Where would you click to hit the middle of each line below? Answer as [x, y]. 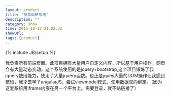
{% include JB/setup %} [30, 52]
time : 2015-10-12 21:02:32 [34, 29]
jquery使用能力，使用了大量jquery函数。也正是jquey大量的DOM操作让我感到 [85, 75]
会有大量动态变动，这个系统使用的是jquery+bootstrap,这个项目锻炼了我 [79, 69]
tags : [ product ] [22, 38]
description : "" [22, 19]
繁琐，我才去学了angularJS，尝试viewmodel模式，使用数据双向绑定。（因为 [84, 82]
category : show [21, 24]
